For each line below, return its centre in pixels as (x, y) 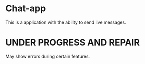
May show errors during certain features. (48, 56)
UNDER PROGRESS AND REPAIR (73, 42)
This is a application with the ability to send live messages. (66, 22)
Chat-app (26, 9)
